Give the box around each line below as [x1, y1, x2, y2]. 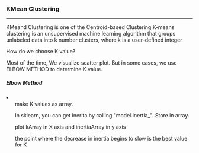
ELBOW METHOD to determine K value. [6, 66, 102, 73]
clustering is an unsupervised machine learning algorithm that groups [6, 30, 176, 37]
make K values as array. [14, 100, 73, 108]
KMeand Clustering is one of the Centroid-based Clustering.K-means [6, 24, 175, 31]
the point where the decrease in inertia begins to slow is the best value [14, 135, 188, 142]
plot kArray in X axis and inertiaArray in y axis [14, 123, 126, 130]
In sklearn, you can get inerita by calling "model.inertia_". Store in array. [14, 112, 190, 119]
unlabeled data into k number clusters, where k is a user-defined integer [6, 36, 182, 43]
